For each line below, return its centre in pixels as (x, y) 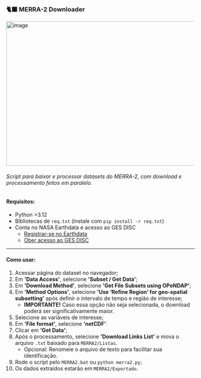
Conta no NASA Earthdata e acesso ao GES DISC (75, 227)
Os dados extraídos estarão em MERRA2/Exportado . (77, 368)
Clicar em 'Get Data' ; (41, 330)
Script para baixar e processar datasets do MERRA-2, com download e (94, 176)
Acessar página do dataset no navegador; (66, 273)
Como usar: (21, 259)
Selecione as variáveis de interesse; (59, 317)
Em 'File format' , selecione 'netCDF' (60, 324)
